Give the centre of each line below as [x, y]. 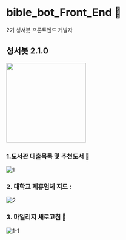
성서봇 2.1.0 [27, 51]
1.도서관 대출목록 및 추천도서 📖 [48, 156]
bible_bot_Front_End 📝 [64, 12]
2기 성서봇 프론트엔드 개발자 [39, 30]
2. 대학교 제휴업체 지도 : [39, 187]
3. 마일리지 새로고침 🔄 [36, 217]
